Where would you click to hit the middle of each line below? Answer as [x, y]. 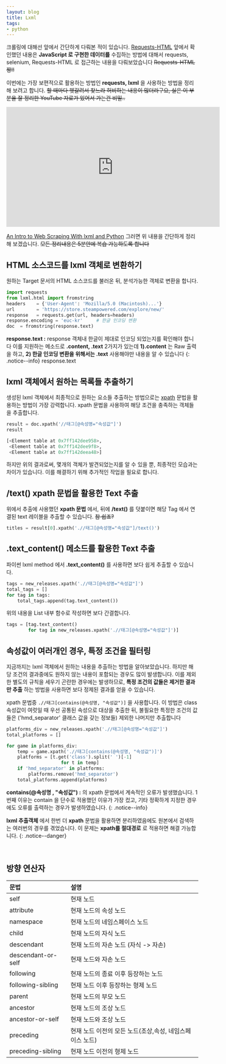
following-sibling [34, 985]
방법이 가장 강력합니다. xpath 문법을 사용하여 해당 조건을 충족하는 [100, 405]
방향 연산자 [26, 869]
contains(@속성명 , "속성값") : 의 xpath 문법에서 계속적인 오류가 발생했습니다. [100, 792]
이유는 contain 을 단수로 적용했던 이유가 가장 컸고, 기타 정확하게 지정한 [101, 800]
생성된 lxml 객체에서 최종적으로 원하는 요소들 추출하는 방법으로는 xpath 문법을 [99, 397]
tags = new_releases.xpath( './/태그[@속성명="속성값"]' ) [75, 583]
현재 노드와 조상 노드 [98, 1020]
